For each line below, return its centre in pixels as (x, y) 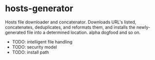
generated (15, 32)
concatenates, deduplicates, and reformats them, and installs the (70, 27)
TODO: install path (30, 52)
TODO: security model (34, 47)
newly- (143, 27)
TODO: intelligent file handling (42, 41)
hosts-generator (39, 9)
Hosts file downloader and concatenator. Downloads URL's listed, (71, 22)
